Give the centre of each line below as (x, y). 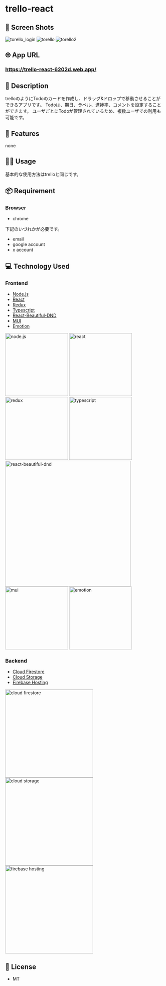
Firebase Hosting (30, 683)
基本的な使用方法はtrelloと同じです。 (43, 174)
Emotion (21, 326)
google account (29, 244)
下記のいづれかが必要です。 (34, 229)
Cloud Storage (27, 677)
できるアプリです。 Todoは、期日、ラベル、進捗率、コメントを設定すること (83, 105)
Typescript (24, 310)
